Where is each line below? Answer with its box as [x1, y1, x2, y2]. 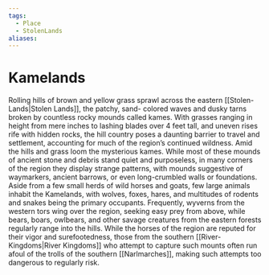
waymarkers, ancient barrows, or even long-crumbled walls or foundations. [8, 172, 258, 182]
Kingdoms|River [8, 240, 62, 250]
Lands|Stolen [8, 104, 52, 113]
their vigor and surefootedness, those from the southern [8, 232, 194, 242]
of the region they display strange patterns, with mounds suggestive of [8, 164, 243, 174]
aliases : [8, 34, 38, 43]
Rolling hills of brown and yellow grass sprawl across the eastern [8, 96, 223, 105]
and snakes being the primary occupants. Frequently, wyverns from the [8, 198, 245, 207]
